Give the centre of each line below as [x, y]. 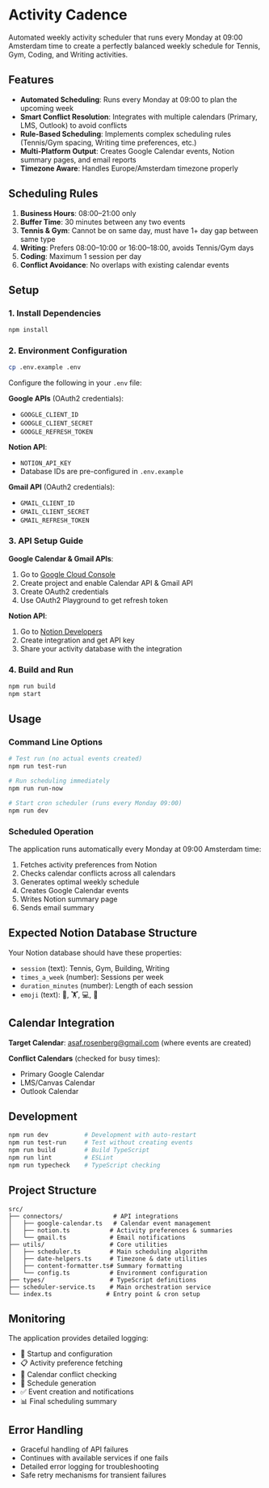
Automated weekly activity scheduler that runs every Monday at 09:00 [126, 37]
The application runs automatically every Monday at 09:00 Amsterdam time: [135, 849]
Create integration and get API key [77, 640]
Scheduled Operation [51, 831]
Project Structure [53, 1191]
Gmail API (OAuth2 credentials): [62, 487]
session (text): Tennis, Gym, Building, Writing [95, 968]
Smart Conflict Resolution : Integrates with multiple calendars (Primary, [139, 117]
